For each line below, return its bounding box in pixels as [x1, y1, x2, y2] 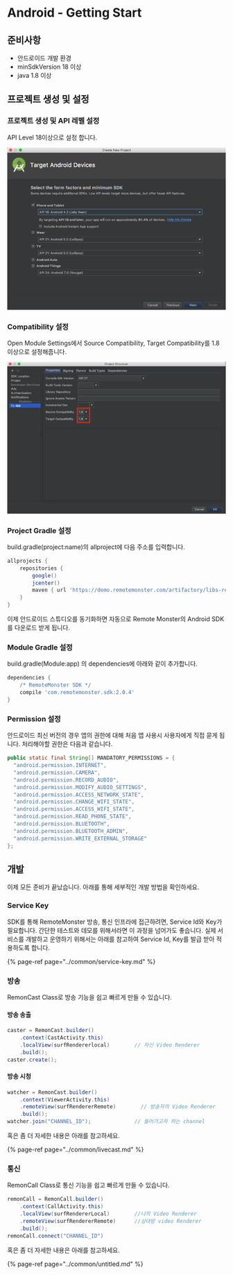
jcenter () [32, 580, 60, 586]
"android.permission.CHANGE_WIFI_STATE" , [13, 798, 135, 806]
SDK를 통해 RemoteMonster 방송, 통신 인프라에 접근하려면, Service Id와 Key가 [7, 918, 223, 926]
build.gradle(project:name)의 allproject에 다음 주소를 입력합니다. [7, 543, 185, 551]
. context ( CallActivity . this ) [19, 1203, 104, 1210]
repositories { [19, 564, 64, 572]
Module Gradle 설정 [7, 642, 73, 652]
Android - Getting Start [7, 5, 142, 21]
